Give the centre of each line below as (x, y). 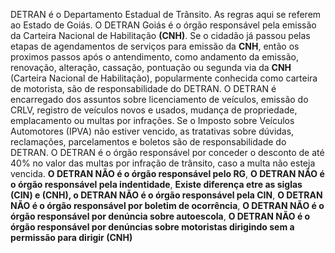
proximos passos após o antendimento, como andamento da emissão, (155, 57)
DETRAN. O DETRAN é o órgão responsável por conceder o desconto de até (167, 152)
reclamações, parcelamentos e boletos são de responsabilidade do (148, 142)
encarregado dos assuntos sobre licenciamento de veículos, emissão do (159, 99)
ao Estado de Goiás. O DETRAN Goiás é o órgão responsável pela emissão (163, 25)
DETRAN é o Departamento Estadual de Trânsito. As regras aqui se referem (166, 14)
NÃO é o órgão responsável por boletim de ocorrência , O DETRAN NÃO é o (167, 205)
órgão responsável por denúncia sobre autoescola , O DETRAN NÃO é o (160, 216)
